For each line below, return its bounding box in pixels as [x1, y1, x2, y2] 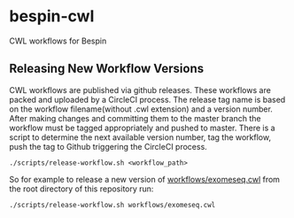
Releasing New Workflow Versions [9, 61, 205, 76]
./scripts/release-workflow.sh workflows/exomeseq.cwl [9, 200, 216, 209]
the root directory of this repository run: [9, 183, 154, 194]
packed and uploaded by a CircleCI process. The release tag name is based [9, 94, 286, 105]
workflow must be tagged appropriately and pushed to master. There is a [9, 122, 276, 133]
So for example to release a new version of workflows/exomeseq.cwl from [9, 174, 281, 184]
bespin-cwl [9, 6, 95, 27]
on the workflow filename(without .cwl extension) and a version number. [9, 104, 273, 114]
